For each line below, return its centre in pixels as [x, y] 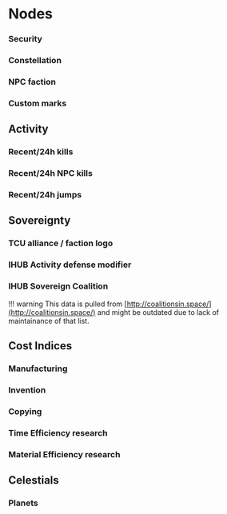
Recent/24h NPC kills [51, 173]
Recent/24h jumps [45, 195]
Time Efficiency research [58, 432]
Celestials [34, 480]
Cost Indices [40, 346]
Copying [25, 411]
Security [25, 39]
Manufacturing [38, 369]
